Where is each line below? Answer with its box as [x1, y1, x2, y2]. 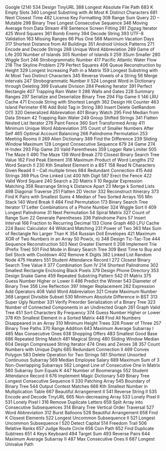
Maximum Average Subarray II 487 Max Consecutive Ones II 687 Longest [5, 436, 155, 442]
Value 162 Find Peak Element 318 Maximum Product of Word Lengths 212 [5, 157, 155, 163]
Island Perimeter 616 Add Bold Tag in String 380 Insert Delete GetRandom [5, 104, 156, 110]
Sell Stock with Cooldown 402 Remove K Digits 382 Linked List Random [5, 252, 152, 257]
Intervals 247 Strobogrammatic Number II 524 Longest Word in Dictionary [5, 78, 156, 84]
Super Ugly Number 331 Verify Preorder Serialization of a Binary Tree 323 [5, 299, 156, 305]
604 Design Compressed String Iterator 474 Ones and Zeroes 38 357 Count [5, 341, 160, 347]
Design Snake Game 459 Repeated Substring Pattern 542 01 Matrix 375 [5, 273, 152, 279]
